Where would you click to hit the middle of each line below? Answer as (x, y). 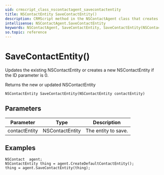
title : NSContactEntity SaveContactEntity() (51, 14)
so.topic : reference (26, 32)
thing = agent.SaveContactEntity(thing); (48, 168)
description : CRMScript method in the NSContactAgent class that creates (82, 19)
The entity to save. (107, 131)
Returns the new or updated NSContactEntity (51, 85)
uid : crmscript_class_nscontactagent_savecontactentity (63, 10)
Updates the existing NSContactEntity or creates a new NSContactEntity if (80, 70)
